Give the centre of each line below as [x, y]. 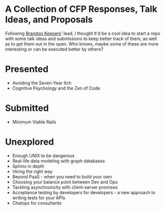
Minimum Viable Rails [34, 122]
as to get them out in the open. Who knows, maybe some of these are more [82, 44]
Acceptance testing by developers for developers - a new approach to [84, 192]
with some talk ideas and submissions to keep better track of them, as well [81, 39]
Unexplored [30, 142]
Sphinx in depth [28, 166]
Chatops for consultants [37, 203]
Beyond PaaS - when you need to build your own [62, 176]
